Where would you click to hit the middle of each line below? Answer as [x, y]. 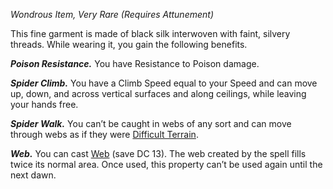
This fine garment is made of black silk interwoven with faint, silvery [150, 33]
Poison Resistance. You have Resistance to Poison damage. [135, 63]
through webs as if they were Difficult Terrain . [104, 134]
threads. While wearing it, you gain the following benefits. [129, 44]
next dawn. [33, 175]
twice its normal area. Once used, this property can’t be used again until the [166, 164]
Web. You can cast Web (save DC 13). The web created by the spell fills [158, 153]
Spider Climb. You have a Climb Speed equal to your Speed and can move [164, 83]
